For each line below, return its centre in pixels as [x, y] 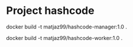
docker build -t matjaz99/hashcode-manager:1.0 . [66, 27]
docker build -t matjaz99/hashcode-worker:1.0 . [64, 38]
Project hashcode [50, 11]
